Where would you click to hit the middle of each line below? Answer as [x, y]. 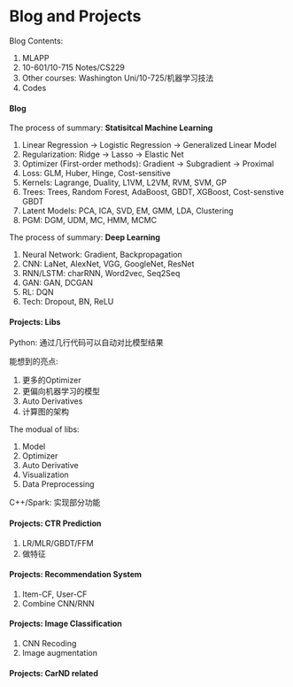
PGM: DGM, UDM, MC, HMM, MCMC [89, 220]
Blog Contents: [36, 41]
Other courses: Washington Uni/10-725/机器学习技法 [118, 78]
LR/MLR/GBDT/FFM [58, 543]
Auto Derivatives [52, 401]
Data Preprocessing [58, 484]
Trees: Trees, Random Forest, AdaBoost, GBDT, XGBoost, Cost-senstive [153, 192]
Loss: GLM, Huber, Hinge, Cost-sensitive [96, 174]
